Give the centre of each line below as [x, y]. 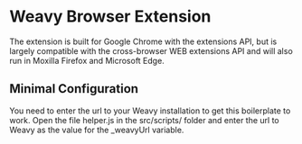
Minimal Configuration [74, 89]
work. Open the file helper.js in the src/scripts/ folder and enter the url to [145, 120]
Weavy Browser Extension [110, 17]
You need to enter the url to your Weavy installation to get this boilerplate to [150, 111]
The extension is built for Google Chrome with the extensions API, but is [143, 41]
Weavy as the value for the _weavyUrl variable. [97, 130]
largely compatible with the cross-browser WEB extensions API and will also [151, 50]
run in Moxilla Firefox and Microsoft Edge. [87, 60]
